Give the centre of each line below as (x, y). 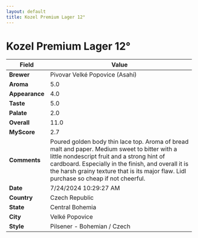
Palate (18, 113)
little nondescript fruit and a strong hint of (107, 157)
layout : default (26, 11)
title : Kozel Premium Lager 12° (46, 17)
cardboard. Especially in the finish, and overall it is (119, 164)
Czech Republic (72, 198)
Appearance (27, 94)
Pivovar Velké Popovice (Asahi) (93, 75)
